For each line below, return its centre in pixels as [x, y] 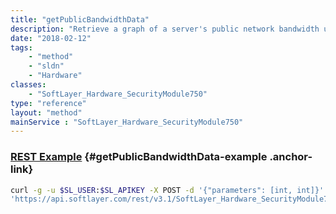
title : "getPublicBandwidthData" [80, 19]
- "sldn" [46, 66]
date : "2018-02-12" [51, 38]
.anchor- [291, 157]
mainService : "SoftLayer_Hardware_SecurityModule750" [127, 122]
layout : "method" [46, 112]
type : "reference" [48, 103]
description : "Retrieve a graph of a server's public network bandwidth [165, 29]
